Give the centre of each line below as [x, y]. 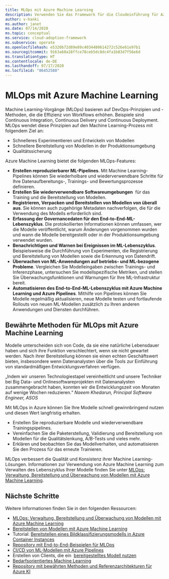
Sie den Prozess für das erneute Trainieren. [58, 449]
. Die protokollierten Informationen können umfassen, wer [102, 224]
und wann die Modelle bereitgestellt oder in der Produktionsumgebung [86, 235]
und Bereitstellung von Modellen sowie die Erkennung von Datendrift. [84, 256]
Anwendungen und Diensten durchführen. [56, 309]
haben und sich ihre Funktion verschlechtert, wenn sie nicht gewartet [77, 350]
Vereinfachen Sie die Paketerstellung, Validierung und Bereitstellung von [87, 433]
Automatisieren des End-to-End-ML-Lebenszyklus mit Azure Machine [87, 288]
